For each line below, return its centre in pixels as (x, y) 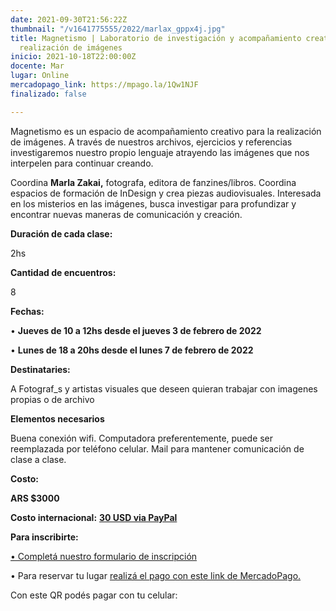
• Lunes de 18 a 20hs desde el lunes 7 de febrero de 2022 (132, 350)
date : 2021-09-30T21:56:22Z (69, 19)
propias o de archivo (52, 399)
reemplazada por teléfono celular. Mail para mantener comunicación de (157, 448)
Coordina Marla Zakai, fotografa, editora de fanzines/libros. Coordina (153, 182)
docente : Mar (37, 66)
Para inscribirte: (44, 537)
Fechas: (27, 311)
